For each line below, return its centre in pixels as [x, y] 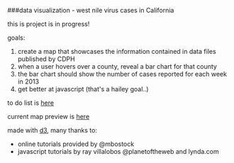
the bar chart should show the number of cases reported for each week [122, 74]
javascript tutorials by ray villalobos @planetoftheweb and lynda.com [118, 151]
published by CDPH [46, 59]
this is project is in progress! [49, 24]
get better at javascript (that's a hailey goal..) [83, 89]
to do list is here [31, 103]
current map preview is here [49, 117]
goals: [16, 38]
